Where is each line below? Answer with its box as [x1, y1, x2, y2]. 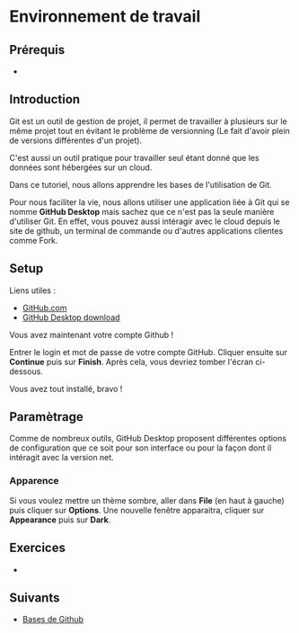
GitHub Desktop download [22, 312, 120, 323]
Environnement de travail [9, 6, 201, 27]
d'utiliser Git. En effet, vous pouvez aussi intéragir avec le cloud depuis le [9, 216, 281, 227]
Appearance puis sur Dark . [9, 514, 111, 525]
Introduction [9, 92, 81, 107]
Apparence [9, 475, 60, 487]
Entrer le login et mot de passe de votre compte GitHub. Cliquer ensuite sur [9, 346, 288, 357]
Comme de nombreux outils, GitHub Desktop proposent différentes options [9, 433, 287, 444]
